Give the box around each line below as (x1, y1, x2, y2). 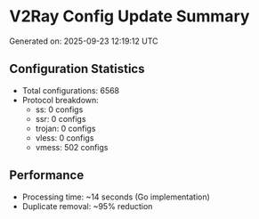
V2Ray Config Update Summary (9, 6, 250, 27)
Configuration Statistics (9, 61, 145, 77)
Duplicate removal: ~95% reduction (21, 200, 153, 211)
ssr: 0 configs (35, 113, 86, 124)
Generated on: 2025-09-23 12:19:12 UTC (9, 36, 158, 46)
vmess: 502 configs (35, 142, 109, 152)
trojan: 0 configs (35, 123, 96, 134)
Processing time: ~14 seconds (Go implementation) (21, 191, 211, 202)
